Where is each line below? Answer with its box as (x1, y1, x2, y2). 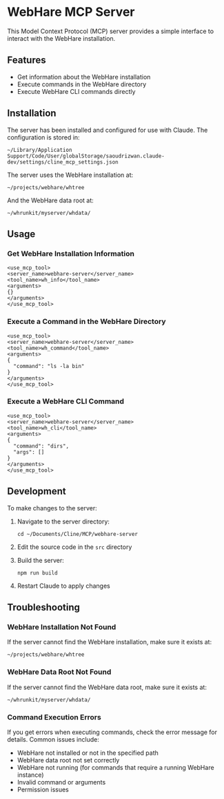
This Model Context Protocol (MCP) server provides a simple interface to (7, 27, 214, 35)
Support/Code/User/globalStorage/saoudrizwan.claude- (7, 153, 165, 160)
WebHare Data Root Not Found (7, 667, 112, 677)
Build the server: (17, 556, 64, 564)
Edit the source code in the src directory (17, 543, 132, 551)
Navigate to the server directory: (17, 517, 110, 526)
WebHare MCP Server (7, 4, 135, 20)
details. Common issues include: (7, 735, 100, 743)
